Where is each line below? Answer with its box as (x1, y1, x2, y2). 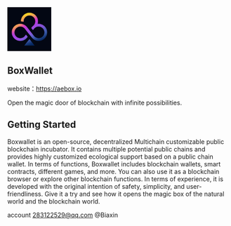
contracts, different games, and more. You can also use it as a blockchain (7, 167, 220, 175)
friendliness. (7, 190, 44, 198)
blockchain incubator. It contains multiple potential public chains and (7, 145, 206, 153)
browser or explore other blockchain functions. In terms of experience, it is (7, 175, 223, 183)
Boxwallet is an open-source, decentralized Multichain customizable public (7, 137, 225, 146)
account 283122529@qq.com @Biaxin (7, 211, 119, 219)
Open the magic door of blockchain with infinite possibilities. (7, 98, 183, 107)
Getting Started (7, 119, 77, 131)
